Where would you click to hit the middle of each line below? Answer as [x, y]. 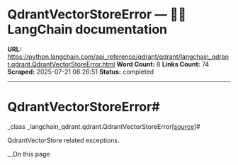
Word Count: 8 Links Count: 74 [163, 64]
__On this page [29, 154]
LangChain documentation [87, 29]
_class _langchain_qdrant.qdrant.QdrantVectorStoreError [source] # [104, 126]
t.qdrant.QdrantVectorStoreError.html [61, 64]
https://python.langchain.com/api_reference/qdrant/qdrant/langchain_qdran [118, 57]
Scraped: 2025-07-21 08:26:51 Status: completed [81, 72]
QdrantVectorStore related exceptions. [63, 140]
